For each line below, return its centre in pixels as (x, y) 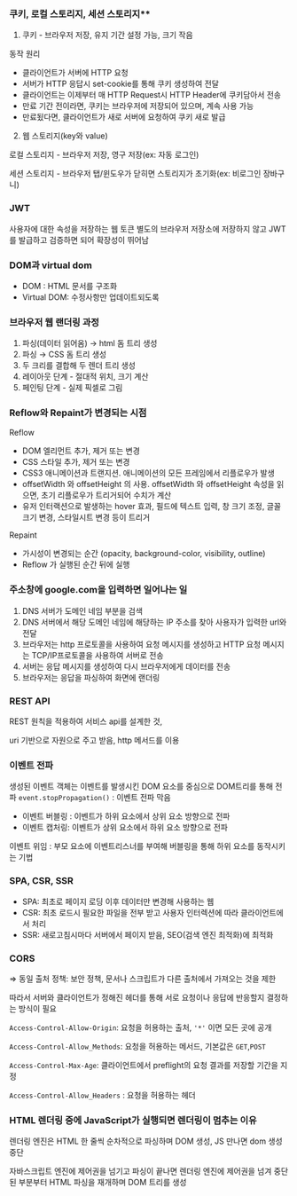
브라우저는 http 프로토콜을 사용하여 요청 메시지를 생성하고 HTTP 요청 (141, 644)
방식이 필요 (38, 1008)
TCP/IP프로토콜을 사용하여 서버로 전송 (98, 655)
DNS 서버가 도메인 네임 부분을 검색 (82, 610)
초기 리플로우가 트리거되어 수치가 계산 (106, 495)
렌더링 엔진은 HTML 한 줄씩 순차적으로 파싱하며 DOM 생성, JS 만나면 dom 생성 (146, 1141)
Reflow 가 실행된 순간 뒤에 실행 (76, 564)
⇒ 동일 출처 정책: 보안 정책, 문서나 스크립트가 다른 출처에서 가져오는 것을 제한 (143, 979)
